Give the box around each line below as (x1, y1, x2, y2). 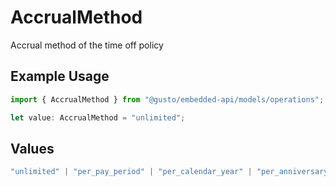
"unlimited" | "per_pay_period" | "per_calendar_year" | (10, 167, 253, 177)
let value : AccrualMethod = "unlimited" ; (10, 112, 186, 123)
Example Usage (10, 68, 110, 85)
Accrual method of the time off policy (10, 39, 164, 51)
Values (10, 140, 55, 157)
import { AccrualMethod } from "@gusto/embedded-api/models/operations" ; (10, 94, 325, 105)
